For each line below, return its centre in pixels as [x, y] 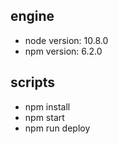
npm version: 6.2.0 [63, 51]
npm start [44, 117]
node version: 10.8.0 [66, 40]
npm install [47, 106]
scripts [32, 82]
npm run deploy [57, 128]
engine [32, 16]
